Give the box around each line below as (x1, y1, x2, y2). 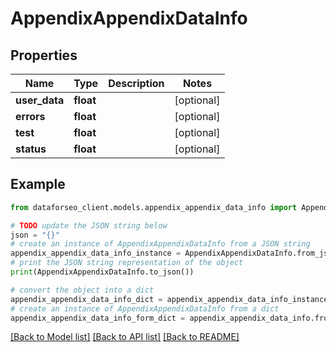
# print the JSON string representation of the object (10, 258, 244, 268)
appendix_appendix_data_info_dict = (10, 294, 163, 304)
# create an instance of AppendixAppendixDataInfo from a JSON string (10, 239, 311, 249)
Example (10, 176, 66, 193)
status (15, 142, 47, 156)
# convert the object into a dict (10, 285, 155, 295)
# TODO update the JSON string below (10, 220, 168, 231)
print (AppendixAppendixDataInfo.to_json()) (10, 267, 195, 277)
